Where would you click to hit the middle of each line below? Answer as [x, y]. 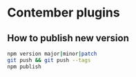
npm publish [24, 67]
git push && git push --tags [49, 60]
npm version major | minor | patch [52, 54]
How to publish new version [68, 38]
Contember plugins [64, 13]
